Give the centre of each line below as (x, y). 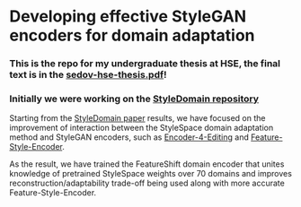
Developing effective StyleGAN (128, 17)
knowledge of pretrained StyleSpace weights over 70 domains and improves (150, 174)
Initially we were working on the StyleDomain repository (134, 99)
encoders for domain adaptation (132, 35)
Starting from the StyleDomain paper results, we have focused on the (137, 118)
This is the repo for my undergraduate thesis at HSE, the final (145, 64)
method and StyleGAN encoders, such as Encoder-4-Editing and (129, 137)
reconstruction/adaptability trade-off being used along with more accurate (147, 183)
